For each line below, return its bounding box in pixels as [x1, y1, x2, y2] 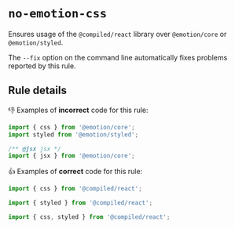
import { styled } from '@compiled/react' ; [8, 199, 153, 207]
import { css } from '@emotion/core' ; [8, 123, 135, 131]
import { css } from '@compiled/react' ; [8, 185, 143, 193]
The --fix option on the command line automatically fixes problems [8, 53, 228, 62]
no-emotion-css [8, 6, 108, 21]
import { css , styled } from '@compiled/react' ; [8, 213, 171, 221]
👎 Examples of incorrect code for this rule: [8, 105, 149, 114]
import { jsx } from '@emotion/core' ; [8, 152, 135, 160]
